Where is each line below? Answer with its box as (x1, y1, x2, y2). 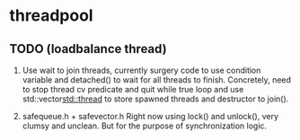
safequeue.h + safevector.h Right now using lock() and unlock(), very (22, 111, 279, 121)
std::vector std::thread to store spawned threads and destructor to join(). (22, 93, 289, 104)
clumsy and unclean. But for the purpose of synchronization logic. (22, 120, 268, 131)
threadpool (9, 5, 93, 26)
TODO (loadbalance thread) (9, 41, 168, 57)
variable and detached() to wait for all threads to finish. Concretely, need (22, 74, 292, 85)
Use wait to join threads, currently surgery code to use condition (22, 65, 261, 75)
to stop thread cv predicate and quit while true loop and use (22, 84, 244, 94)
